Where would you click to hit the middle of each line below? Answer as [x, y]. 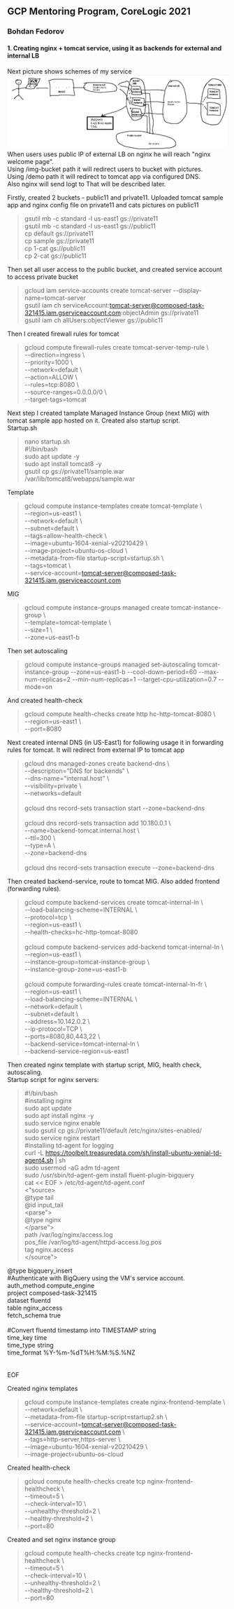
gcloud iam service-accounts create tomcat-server [98, 290]
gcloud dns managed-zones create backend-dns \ [97, 763]
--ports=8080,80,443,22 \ [62, 1036]
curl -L [34, 1153]
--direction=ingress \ [54, 355]
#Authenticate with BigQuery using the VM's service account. [96, 1278]
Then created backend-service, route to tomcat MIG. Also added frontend [114, 881]
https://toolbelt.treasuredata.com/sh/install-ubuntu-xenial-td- [133, 1153]
